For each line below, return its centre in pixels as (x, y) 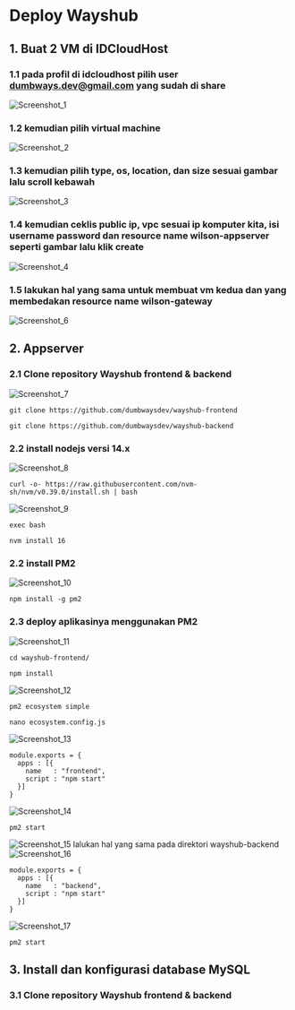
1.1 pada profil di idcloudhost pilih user (94, 74)
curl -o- (25, 485)
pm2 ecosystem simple (50, 706)
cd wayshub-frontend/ (50, 658)
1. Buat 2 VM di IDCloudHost (89, 49)
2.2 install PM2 (42, 563)
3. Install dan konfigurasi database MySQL (130, 970)
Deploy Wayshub (74, 16)
